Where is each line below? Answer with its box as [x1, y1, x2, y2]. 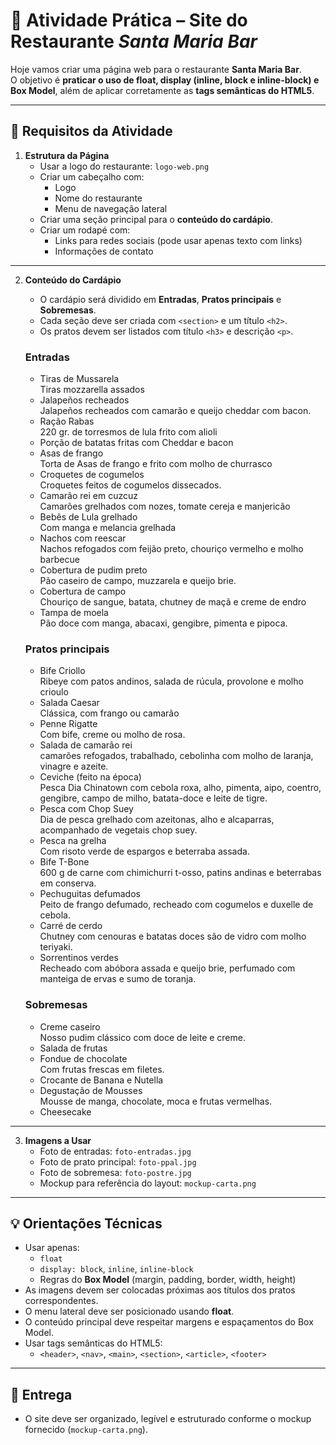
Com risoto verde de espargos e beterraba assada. [39, 845, 250, 858]
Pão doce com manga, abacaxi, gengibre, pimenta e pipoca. [39, 617, 288, 629]
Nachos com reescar [39, 532, 127, 544]
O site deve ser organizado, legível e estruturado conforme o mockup [24, 1413, 312, 1425]
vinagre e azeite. [39, 760, 109, 773]
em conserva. [39, 877, 97, 889]
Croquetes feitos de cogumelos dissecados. [39, 479, 222, 491]
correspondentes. [24, 1295, 99, 1307]
